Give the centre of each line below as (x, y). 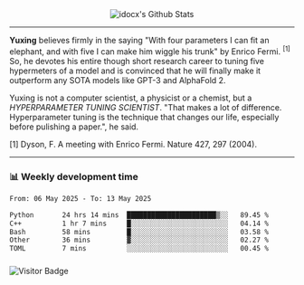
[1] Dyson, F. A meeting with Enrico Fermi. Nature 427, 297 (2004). (133, 144)
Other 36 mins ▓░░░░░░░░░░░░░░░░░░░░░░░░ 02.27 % (139, 240)
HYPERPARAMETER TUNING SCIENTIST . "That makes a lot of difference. (146, 107)
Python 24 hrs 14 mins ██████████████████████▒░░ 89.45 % (139, 215)
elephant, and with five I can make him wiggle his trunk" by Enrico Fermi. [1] (150, 51)
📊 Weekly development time (74, 176)
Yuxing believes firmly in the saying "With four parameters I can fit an (139, 40)
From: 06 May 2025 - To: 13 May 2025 (81, 198)
